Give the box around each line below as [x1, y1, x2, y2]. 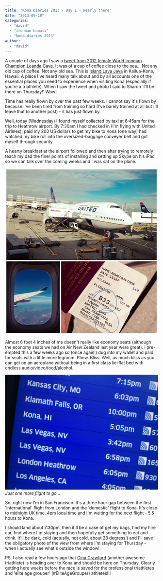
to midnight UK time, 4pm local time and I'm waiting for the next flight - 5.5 [5, 510, 154, 516]
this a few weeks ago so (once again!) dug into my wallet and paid [21, 349, 154, 355]
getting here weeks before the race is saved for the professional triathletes [5, 565, 154, 571]
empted [5, 349, 21, 355]
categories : [5, 18, 29, 23]
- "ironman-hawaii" [9, 28, 49, 34]
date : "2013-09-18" [5, 13, 45, 18]
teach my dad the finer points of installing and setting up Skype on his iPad [5, 153, 155, 159]
